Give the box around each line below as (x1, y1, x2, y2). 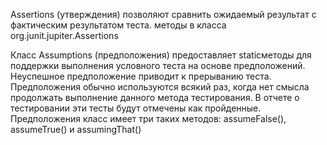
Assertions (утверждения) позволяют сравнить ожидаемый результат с (10, 9, 317, 20)
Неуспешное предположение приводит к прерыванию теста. (10, 70, 272, 82)
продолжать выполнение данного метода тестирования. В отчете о (10, 92, 300, 103)
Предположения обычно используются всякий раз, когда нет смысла (10, 81, 310, 93)
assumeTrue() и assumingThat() (10, 124, 142, 135)
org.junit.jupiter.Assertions (10, 30, 119, 41)
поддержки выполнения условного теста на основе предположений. (10, 60, 306, 71)
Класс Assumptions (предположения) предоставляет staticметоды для (10, 49, 312, 61)
